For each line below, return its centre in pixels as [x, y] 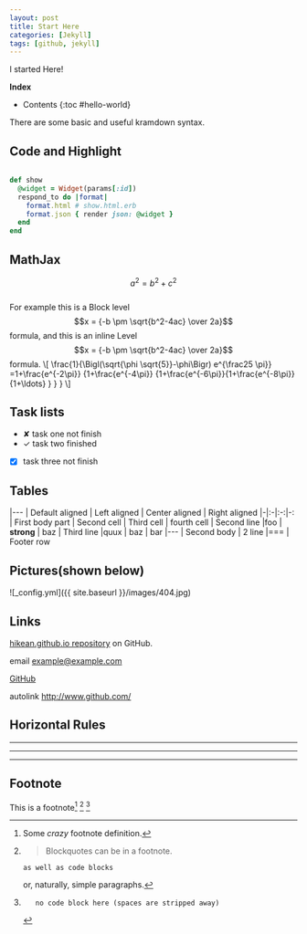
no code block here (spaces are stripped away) [127, 903]
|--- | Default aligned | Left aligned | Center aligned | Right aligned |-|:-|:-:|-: [152, 513]
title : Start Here [44, 26]
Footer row [30, 542]
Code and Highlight [65, 151]
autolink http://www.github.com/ [70, 696]
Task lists [37, 412]
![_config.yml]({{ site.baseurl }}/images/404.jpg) [101, 593]
